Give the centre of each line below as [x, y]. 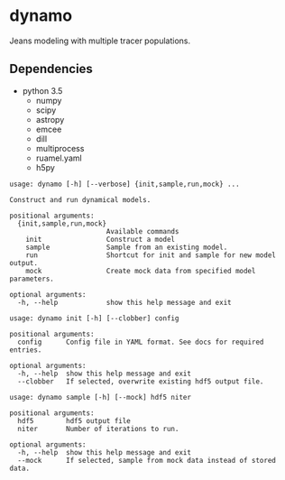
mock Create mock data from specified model [141, 271]
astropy [50, 119]
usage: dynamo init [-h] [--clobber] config [94, 318]
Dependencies [51, 69]
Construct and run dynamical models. [80, 199]
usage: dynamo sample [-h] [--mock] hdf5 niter [101, 397]
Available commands [142, 231]
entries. [26, 350]
